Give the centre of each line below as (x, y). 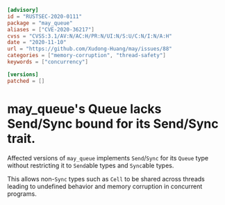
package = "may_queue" (40, 23)
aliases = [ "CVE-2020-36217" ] (51, 29)
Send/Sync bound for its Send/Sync (113, 124)
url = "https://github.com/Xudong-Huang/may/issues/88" (90, 49)
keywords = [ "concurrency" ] (48, 62)
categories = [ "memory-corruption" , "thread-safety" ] (87, 56)
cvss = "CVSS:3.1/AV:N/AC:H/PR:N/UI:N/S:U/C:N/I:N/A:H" (90, 36)
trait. (22, 138)
